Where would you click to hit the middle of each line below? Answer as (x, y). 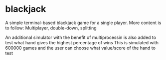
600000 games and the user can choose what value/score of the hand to (81, 48)
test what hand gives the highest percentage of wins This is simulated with (82, 42)
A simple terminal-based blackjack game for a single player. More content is (83, 23)
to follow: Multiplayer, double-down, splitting (51, 28)
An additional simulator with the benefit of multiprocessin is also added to (81, 37)
